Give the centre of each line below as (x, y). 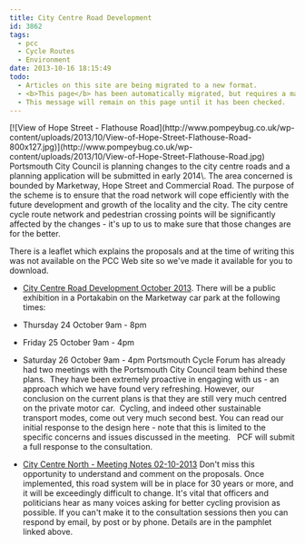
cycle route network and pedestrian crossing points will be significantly (143, 215)
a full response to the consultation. (87, 447)
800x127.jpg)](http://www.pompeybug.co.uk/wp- (101, 147)
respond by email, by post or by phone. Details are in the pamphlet (147, 522)
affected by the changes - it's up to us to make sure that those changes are (150, 224)
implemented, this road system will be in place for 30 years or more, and (158, 484)
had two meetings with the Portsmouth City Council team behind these (155, 370)
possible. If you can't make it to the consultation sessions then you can (155, 512)
